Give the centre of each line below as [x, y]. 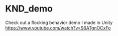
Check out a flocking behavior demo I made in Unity [59, 22]
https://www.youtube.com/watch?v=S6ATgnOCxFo [58, 27]
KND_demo [29, 9]
